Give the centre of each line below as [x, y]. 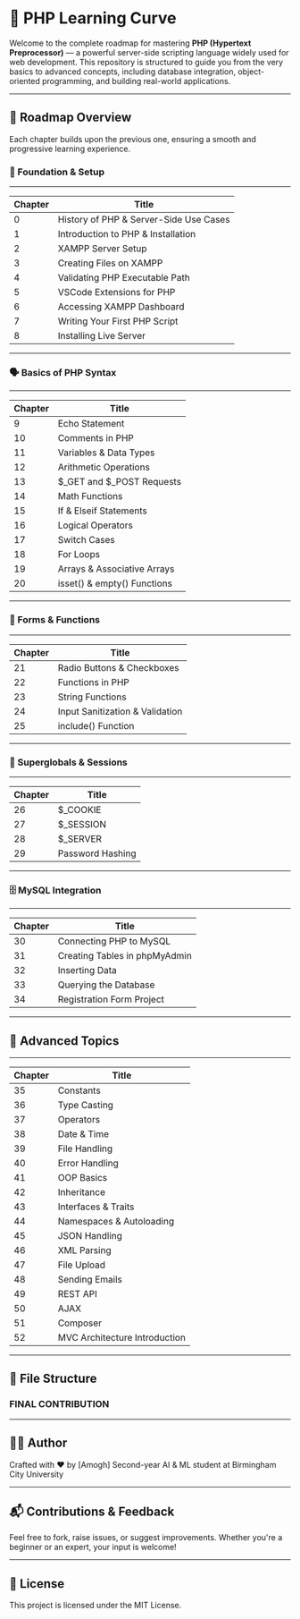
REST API [78, 1294]
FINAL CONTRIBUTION [59, 1404]
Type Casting [86, 1106]
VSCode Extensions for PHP [117, 292]
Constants [79, 1090]
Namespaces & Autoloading [116, 1222]
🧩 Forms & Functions [55, 620]
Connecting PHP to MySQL [114, 941]
